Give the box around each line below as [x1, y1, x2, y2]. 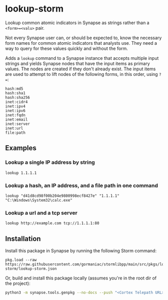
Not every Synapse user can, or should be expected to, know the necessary [5, 35, 162, 41]
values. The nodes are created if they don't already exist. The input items [5, 66, 156, 72]
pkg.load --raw [5, 257, 37, 263]
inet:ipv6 [5, 108, 26, 113]
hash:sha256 [5, 95, 30, 100]
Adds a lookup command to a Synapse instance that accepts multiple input [5, 55, 159, 61]
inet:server [5, 121, 30, 126]
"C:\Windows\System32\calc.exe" [5, 197, 72, 203]
